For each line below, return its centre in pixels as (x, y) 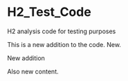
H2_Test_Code (49, 12)
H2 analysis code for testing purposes (62, 31)
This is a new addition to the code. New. (64, 44)
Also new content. (33, 71)
